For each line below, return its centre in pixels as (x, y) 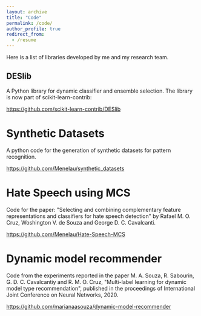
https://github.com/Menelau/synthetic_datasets (65, 168)
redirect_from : (25, 35)
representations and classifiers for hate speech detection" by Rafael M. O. (98, 216)
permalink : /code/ (29, 23)
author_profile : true (34, 29)
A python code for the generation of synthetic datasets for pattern (89, 150)
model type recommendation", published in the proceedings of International (101, 288)
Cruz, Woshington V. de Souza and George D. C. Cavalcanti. (81, 222)
